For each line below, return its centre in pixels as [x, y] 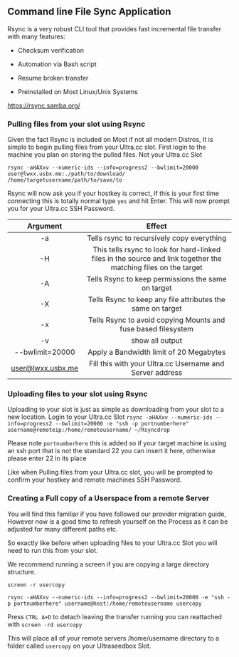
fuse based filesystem [157, 329]
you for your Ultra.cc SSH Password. [61, 209]
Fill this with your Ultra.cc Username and [156, 364]
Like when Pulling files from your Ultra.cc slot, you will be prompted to [110, 472]
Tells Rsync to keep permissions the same [156, 279]
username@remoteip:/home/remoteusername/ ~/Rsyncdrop [89, 430]
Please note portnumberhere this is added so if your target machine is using [117, 443]
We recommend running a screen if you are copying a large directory [108, 564]
